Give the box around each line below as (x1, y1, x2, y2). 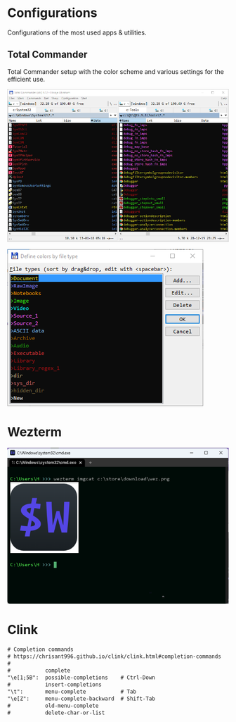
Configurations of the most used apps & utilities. (7, 28, 147, 37)
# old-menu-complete (7, 702, 99, 709)
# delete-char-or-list (7, 709, 105, 716)
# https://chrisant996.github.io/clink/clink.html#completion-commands (7, 653, 221, 660)
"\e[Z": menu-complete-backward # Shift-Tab (7, 695, 156, 702)
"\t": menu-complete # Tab (7, 688, 137, 695)
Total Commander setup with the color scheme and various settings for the (7, 67, 225, 75)
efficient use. (7, 75, 46, 83)
